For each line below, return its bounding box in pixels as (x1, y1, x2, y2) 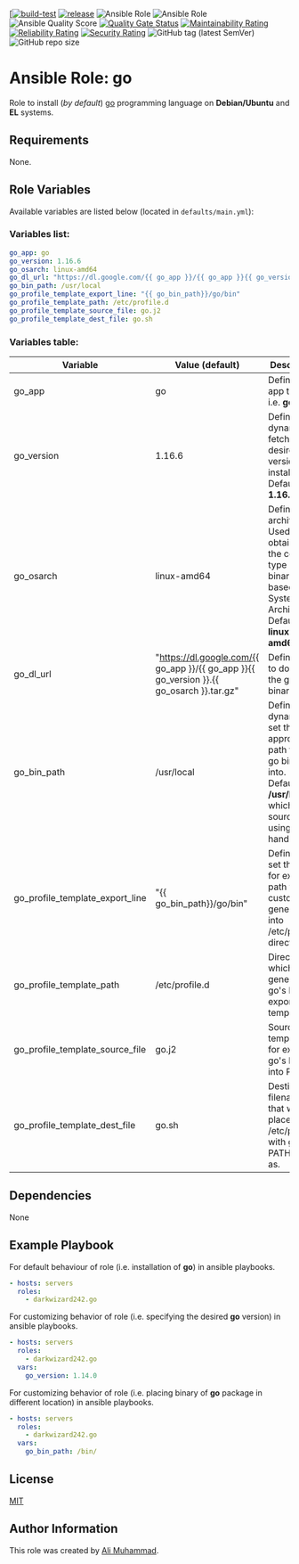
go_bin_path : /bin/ (25, 1447, 98, 1456)
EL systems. (9, 107, 54, 118)
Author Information (9, 1521, 118, 1536)
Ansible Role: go (9, 68, 133, 88)
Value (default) (174, 359, 240, 372)
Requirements (9, 133, 89, 148)
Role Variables (9, 183, 91, 198)
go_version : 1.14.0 (25, 1371, 98, 1380)
